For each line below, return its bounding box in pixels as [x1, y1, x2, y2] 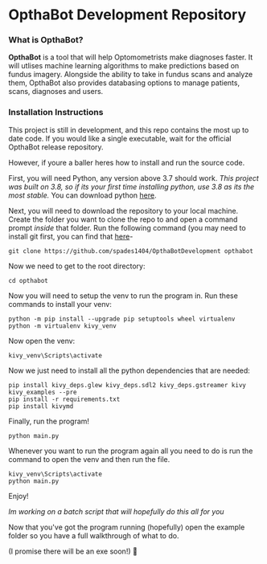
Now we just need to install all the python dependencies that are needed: [8, 366, 251, 375]
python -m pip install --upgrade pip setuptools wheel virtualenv [8, 315, 236, 323]
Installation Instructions [8, 107, 104, 118]
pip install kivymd [8, 402, 74, 411]
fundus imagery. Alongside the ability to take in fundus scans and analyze [8, 70, 253, 80]
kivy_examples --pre [8, 388, 78, 396]
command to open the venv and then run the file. [8, 454, 170, 464]
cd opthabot [8, 276, 48, 284]
